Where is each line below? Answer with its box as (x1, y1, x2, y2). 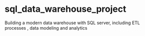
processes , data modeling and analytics (4, 25, 87, 31)
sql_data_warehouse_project (4, 3, 127, 15)
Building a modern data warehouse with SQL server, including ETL (4, 20, 140, 26)
